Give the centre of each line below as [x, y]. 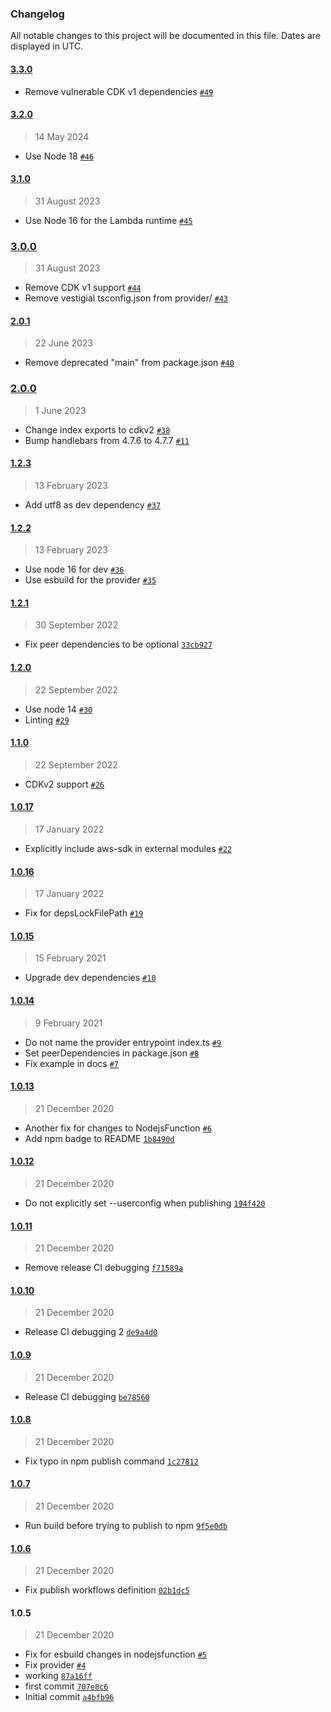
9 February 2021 [68, 1023]
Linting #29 [47, 719]
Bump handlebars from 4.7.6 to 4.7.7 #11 [107, 440]
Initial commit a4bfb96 [69, 1697]
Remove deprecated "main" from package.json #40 [129, 363]
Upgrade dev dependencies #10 [90, 978]
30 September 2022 [76, 625]
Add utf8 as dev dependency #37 [93, 504]
